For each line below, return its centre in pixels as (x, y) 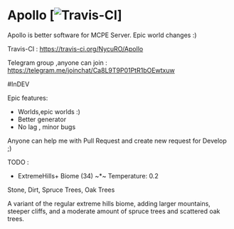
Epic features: (28, 98)
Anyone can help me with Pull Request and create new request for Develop (117, 141)
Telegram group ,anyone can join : (58, 62)
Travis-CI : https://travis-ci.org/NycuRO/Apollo (75, 49)
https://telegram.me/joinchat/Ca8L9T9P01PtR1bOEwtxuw (91, 70)
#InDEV (18, 84)
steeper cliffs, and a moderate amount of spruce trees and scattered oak (114, 211)
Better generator (42, 119)
